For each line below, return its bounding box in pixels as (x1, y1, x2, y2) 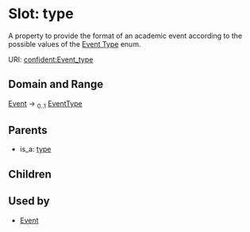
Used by (8, 195, 50, 208)
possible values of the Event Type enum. (8, 39, 141, 48)
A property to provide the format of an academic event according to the (8, 31, 243, 40)
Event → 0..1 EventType (8, 98, 83, 110)
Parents (8, 124, 48, 137)
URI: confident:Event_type (8, 55, 94, 64)
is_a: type (19, 144, 52, 154)
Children (8, 167, 52, 181)
